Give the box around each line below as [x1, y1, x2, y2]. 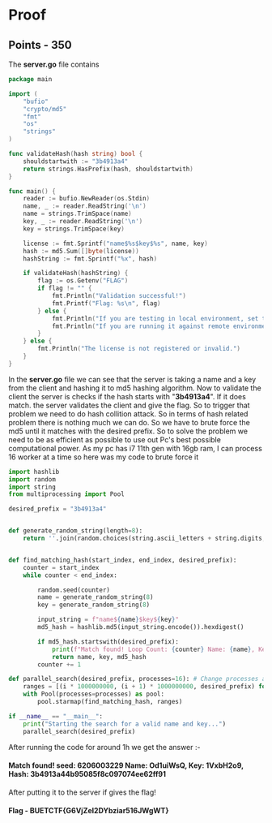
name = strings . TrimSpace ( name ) [23, 209, 132, 218]
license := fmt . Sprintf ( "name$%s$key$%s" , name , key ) [23, 239, 208, 248]
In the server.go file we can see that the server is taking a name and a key [8, 374, 257, 384]
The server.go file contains [8, 59, 100, 69]
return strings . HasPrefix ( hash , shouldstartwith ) [23, 165, 194, 173]
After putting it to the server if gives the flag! [8, 787, 156, 797]
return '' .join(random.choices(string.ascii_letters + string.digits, [23, 534, 266, 542]
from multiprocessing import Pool [8, 490, 125, 498]
